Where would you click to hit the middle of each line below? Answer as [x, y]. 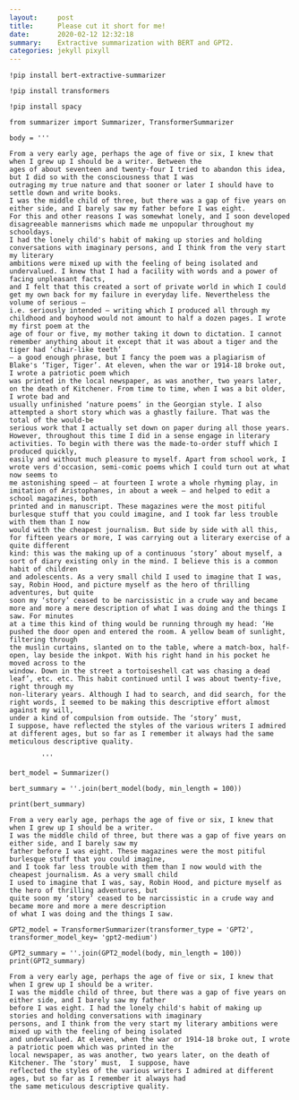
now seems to [34, 476]
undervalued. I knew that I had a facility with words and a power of [144, 271]
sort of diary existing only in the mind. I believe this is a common [144, 562]
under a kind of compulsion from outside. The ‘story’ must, [126, 718]
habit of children [43, 570]
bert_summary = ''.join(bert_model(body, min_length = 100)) [126, 789]
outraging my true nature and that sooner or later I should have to [142, 185]
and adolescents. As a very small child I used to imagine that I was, [145, 577]
